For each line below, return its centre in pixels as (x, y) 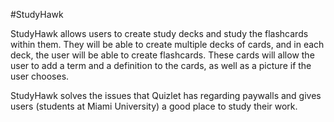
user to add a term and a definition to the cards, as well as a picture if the (161, 65)
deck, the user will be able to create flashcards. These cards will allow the (162, 55)
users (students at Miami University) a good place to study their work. (154, 106)
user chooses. (40, 76)
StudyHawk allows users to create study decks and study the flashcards (159, 33)
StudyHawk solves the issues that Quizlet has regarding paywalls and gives (166, 95)
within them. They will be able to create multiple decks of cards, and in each (167, 44)
